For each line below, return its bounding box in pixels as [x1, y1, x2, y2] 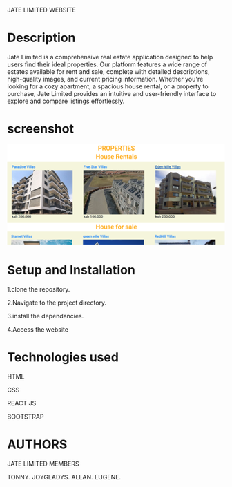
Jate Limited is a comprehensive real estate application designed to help [7, 52, 213, 61]
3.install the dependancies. [7, 312, 84, 321]
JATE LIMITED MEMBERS [7, 459, 79, 468]
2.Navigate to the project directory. [7, 298, 107, 307]
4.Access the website [7, 325, 69, 334]
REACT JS [7, 399, 37, 408]
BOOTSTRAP [7, 412, 44, 421]
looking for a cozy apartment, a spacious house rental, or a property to [7, 82, 209, 90]
